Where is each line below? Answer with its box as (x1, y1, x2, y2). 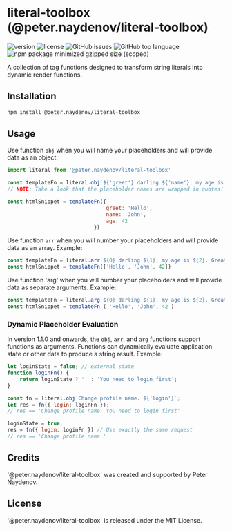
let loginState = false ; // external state (7, 363, 135, 370)
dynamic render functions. (7, 70, 83, 79)
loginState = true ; (7, 420, 64, 427)
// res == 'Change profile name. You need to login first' (7, 407, 181, 415)
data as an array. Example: (7, 244, 83, 252)
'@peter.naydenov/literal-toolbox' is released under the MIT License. (7, 516, 202, 524)
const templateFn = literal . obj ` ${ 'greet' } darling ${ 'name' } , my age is (7, 180, 224, 186)
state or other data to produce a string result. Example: (7, 350, 163, 358)
